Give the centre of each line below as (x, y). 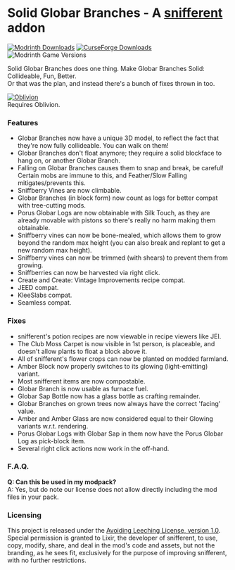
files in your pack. (33, 497)
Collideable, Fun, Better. (42, 76)
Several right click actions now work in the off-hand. (93, 448)
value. (26, 411)
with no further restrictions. (47, 560)
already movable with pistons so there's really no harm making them (116, 220)
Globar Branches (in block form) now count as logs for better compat (118, 198)
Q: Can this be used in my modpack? (62, 482)
